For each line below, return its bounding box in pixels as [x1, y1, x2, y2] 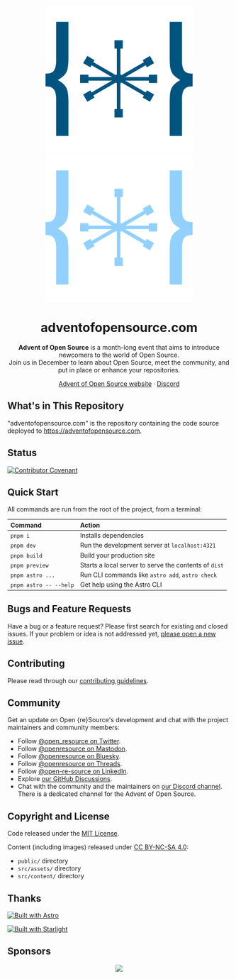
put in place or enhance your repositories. [57, 365, 181, 374]
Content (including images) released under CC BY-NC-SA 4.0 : [7, 843, 189, 851]
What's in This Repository [7, 400, 125, 412]
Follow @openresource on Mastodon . [17, 744, 128, 753]
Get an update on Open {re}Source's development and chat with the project [7, 716, 229, 724]
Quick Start [7, 486, 59, 498]
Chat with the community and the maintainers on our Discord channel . [17, 782, 223, 791]
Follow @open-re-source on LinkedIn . [17, 767, 129, 775]
